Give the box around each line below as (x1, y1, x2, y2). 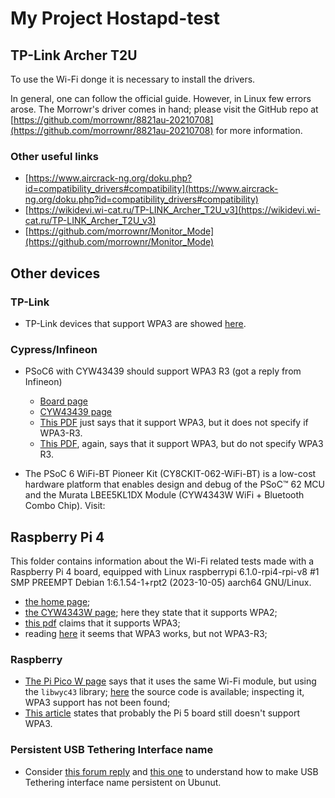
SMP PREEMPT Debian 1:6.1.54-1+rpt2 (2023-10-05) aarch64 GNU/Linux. (10, 577, 312, 589)
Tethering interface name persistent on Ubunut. (24, 776, 222, 788)
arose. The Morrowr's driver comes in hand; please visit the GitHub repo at (10, 103, 319, 115)
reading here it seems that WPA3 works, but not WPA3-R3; (24, 628, 268, 640)
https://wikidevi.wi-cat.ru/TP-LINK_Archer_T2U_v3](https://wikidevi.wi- (28, 204, 321, 216)
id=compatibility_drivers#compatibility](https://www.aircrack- (24, 183, 279, 195)
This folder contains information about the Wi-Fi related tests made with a (10, 555, 315, 567)
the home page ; (24, 596, 91, 608)
